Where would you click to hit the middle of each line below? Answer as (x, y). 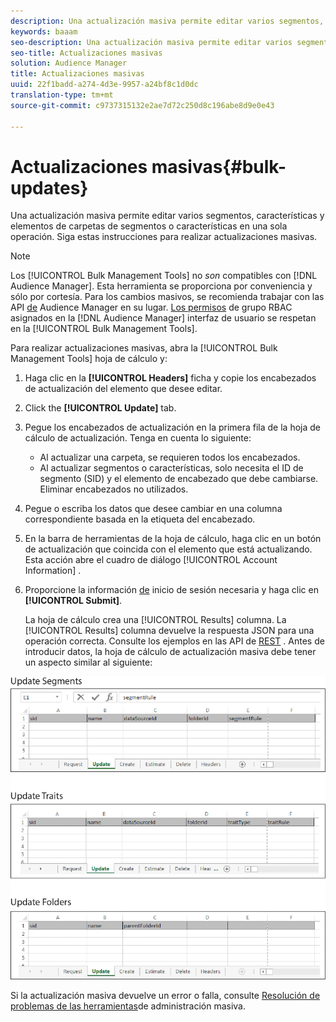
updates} (49, 187)
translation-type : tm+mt (62, 95)
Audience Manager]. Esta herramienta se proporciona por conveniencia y (161, 286)
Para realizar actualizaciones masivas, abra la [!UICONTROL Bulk (144, 348)
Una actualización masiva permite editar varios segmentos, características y (167, 216)
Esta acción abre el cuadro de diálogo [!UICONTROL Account (151, 560)
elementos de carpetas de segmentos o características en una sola (149, 226)
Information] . (53, 571)
